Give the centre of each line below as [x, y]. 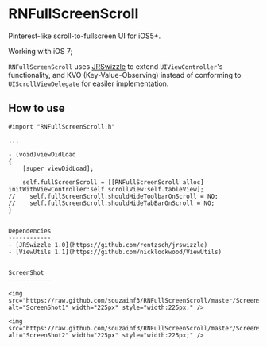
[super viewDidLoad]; [58, 168]
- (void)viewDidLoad [43, 154]
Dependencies [30, 231]
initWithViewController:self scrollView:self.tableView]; [106, 189]
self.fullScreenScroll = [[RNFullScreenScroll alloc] [113, 182]
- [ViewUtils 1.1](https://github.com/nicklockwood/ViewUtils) [115, 252]
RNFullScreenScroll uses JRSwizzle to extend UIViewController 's [116, 66]
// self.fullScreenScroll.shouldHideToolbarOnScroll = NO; [113, 196]
